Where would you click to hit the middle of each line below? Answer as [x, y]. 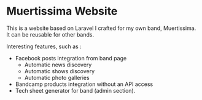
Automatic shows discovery [60, 71]
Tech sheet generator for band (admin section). [75, 90]
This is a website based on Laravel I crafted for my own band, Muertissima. [101, 28]
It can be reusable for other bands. [50, 34]
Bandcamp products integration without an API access [84, 84]
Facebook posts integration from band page [71, 58]
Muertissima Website [62, 11]
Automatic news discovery [58, 65]
